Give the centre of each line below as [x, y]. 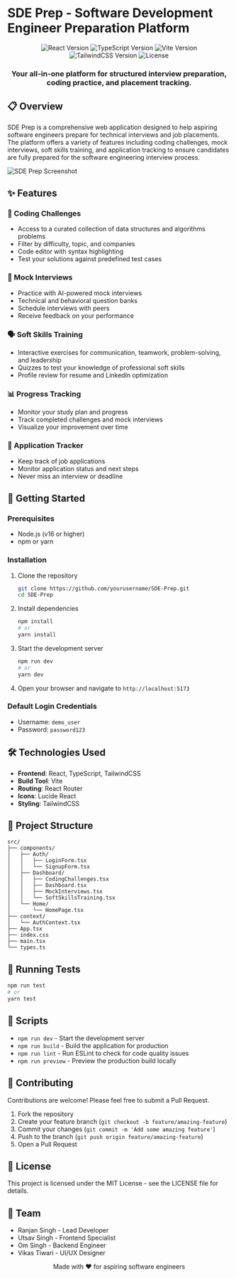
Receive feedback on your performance [76, 315]
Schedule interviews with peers [63, 308]
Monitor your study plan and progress [73, 412]
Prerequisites [31, 518]
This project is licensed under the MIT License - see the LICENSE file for [113, 1184]
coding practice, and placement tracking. [119, 82]
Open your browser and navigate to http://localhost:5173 [103, 688]
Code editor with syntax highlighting [71, 252]
